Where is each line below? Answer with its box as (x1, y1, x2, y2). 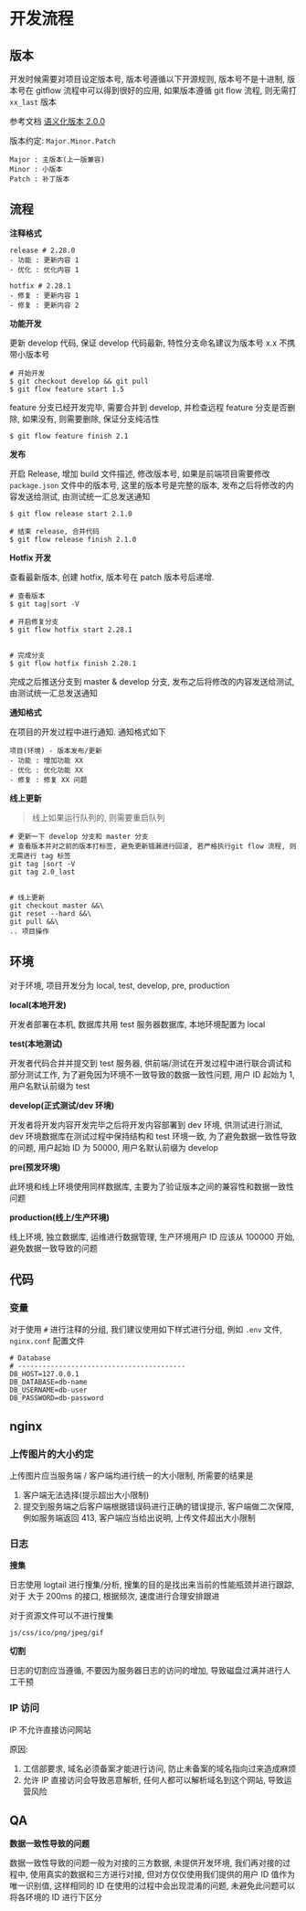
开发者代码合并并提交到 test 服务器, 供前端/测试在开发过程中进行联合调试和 (9, 1057, 292, 1068)
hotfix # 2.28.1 (9, 281, 71, 291)
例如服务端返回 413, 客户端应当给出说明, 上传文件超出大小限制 (22, 1513, 256, 1523)
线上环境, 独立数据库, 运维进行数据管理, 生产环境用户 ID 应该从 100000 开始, (9, 1231, 295, 1242)
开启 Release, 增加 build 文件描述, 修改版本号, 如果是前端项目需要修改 (9, 468, 270, 479)
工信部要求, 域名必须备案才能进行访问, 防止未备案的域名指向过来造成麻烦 (22, 1763, 297, 1774)
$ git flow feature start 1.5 (9, 385, 125, 394)
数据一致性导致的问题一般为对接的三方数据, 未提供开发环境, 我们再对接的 (9, 1857, 283, 1869)
